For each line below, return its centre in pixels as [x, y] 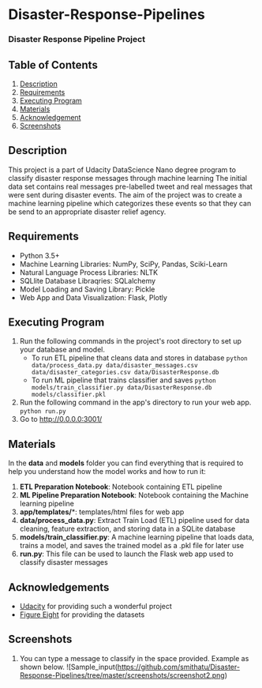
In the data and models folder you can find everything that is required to [126, 463]
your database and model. [62, 350]
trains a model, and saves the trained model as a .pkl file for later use [132, 546]
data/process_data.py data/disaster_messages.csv [115, 366]
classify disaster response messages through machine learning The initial [128, 178]
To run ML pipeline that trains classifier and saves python [124, 380]
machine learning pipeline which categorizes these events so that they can [130, 203]
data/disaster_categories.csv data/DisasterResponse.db [125, 373]
